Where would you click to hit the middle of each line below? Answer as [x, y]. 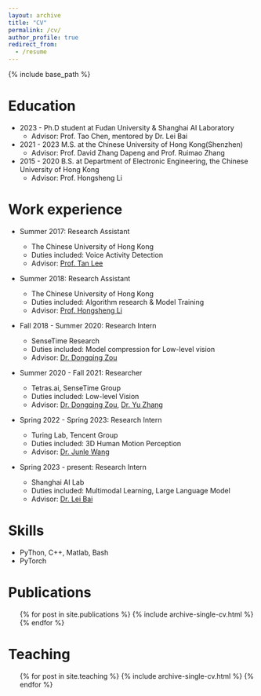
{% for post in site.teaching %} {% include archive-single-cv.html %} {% [137, 676]
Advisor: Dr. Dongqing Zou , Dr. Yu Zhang [97, 405]
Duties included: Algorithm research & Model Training [118, 302]
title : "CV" [27, 23]
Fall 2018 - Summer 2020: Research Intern [88, 325]
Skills [26, 531]
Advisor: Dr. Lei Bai [62, 499]
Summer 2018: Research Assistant [75, 278]
